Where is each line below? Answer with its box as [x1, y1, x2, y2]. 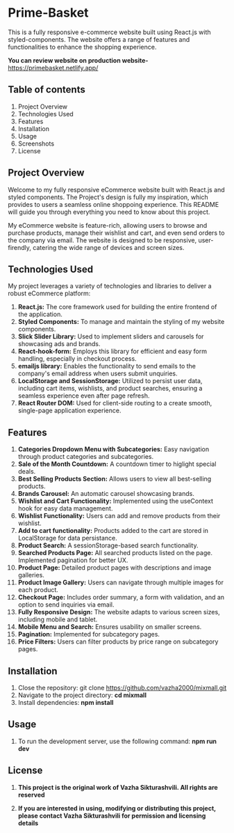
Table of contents [8, 84, 85, 95]
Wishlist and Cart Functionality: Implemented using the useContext [17, 497, 214, 506]
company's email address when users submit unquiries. [17, 369, 178, 377]
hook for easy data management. [17, 504, 113, 513]
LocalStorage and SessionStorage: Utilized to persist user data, [17, 377, 203, 385]
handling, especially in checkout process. [17, 355, 137, 363]
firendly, [8, 243, 32, 251]
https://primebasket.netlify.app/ [8, 63, 99, 72]
